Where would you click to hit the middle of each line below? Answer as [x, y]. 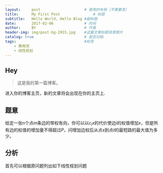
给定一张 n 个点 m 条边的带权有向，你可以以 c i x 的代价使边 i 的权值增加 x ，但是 [80, 124]
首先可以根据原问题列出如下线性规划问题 [46, 166]
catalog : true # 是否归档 [54, 37]
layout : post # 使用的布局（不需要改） [67, 10]
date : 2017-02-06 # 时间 [51, 23]
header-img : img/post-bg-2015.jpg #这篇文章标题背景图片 [64, 32]
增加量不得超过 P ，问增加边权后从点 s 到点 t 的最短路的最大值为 [92, 130]
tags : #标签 [50, 42]
